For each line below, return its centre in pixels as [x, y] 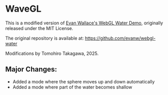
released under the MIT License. [39, 28]
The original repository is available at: [45, 38]
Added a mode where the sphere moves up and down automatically [84, 81]
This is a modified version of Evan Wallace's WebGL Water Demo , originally [84, 23]
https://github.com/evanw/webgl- [120, 38]
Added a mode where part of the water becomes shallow [72, 87]
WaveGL [23, 9]
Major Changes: [31, 69]
